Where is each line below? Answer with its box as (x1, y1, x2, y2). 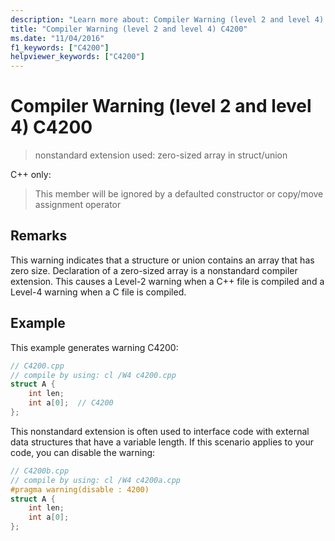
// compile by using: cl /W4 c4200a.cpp (10, 475, 182, 485)
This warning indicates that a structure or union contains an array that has (10, 254, 315, 266)
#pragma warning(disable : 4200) (10, 484, 150, 495)
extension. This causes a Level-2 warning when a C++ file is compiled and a (10, 275, 325, 287)
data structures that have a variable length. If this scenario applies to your (10, 436, 314, 448)
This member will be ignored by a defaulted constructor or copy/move (34, 188, 324, 200)
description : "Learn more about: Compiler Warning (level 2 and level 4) (10, 14, 325, 25)
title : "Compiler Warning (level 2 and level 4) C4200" (10, 24, 248, 34)
